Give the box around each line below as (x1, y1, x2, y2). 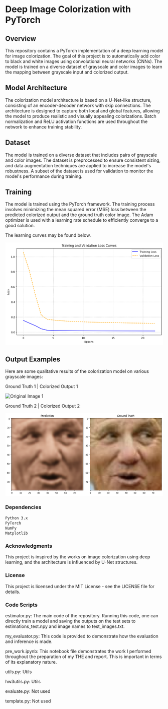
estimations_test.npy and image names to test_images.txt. (5, 623, 125, 629)
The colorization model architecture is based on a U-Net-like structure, (5, 97, 152, 103)
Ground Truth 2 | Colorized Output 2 (5, 403, 80, 409)
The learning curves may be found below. (5, 232, 91, 238)
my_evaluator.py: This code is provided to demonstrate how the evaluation (5, 633, 159, 639)
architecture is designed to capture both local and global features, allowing (5, 107, 160, 114)
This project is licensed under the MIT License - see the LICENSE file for (5, 583, 154, 589)
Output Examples (5, 355, 61, 363)
